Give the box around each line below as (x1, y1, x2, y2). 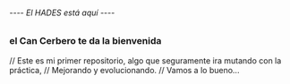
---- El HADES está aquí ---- (9, 7, 115, 18)
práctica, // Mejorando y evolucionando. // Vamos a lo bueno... (9, 64, 240, 75)
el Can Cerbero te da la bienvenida (9, 35, 162, 47)
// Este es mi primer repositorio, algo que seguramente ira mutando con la (9, 55, 282, 66)
